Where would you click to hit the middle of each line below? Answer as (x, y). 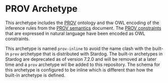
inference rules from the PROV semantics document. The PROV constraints (83, 28)
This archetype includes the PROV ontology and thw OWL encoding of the (82, 23)
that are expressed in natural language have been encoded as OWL (75, 33)
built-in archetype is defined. (35, 75)
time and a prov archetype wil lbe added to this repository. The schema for (83, 64)
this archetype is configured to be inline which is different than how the (79, 70)
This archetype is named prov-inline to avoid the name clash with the (78, 48)
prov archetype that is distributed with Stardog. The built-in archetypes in (86, 54)
